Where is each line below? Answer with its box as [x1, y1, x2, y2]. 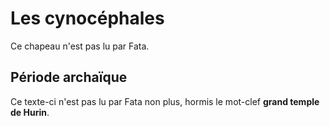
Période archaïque [10, 69, 128, 86]
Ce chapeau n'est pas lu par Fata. [10, 40, 150, 52]
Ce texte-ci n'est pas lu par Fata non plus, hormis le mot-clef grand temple [10, 95, 320, 107]
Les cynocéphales [10, 7, 165, 30]
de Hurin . [10, 106, 50, 118]
